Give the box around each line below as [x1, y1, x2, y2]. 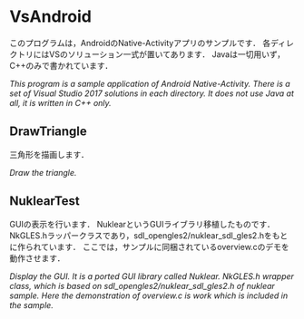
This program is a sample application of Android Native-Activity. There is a [9, 78, 290, 89]
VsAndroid [9, 6, 93, 27]
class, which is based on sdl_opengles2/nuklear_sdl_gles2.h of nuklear [9, 280, 275, 291]
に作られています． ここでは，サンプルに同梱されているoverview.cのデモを [9, 241, 290, 252]
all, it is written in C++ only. [9, 97, 112, 108]
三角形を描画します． [9, 149, 89, 159]
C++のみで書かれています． [9, 60, 113, 71]
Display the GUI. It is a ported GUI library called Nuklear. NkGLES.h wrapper [9, 270, 295, 282]
